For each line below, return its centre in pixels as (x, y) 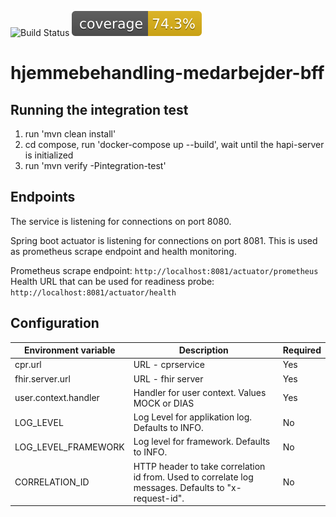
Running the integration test (99, 109)
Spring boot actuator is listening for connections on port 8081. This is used (164, 240)
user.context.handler (57, 398)
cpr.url (28, 365)
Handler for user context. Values (200, 392)
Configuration (55, 323)
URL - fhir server (168, 378)
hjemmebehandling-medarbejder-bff (167, 73)
